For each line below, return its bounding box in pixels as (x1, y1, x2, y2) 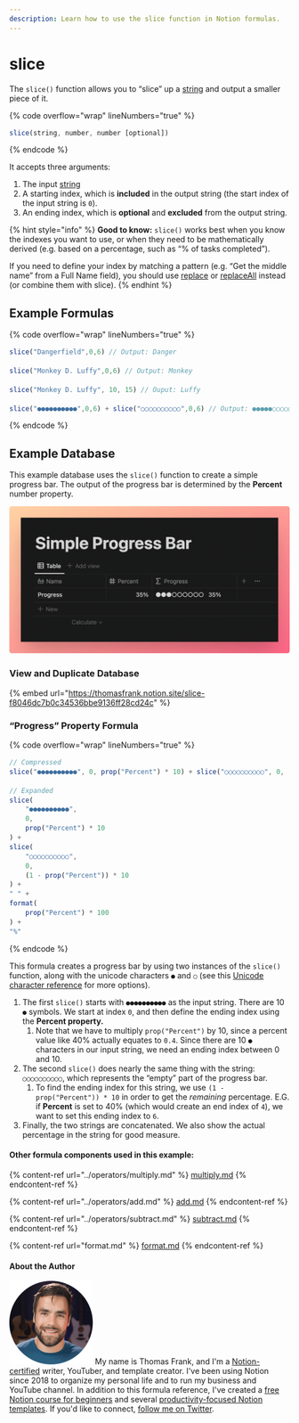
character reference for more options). (9, 979, 151, 990)
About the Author (9, 1261, 76, 1272)
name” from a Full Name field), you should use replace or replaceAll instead (9, 270, 287, 281)
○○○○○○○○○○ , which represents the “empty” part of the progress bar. (21, 1072, 269, 1083)
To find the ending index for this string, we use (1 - (35, 1082, 225, 1092)
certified (9, 1366, 40, 1377)
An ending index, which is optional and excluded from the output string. (21, 208, 287, 218)
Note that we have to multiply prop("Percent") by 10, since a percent (35, 1025, 287, 1035)
